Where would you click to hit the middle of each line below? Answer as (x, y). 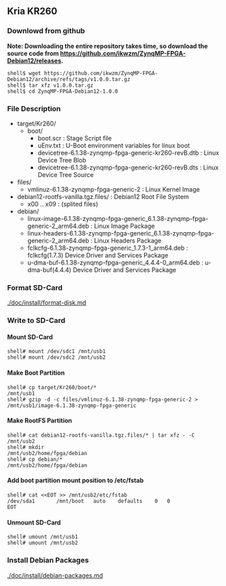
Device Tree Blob (62, 160)
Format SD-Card (35, 287)
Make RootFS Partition (39, 421)
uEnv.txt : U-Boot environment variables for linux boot (114, 145)
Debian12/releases (34, 61)
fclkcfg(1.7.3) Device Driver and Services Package (98, 255)
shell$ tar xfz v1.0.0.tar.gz (50, 85)
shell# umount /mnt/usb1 (43, 537)
